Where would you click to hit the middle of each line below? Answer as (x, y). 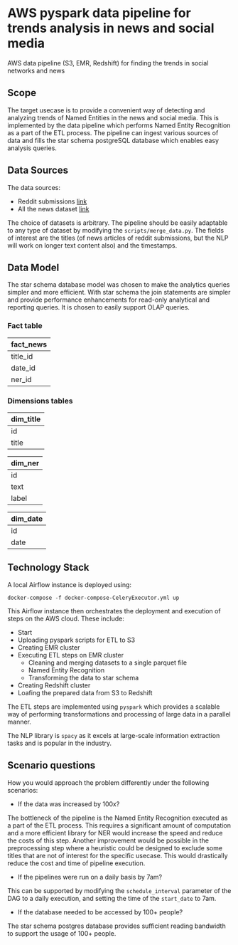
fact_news (29, 344)
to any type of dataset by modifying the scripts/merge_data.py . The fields (116, 230)
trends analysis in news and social (111, 28)
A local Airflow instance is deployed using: (70, 584)
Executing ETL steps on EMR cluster (71, 655)
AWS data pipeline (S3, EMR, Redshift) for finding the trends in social (108, 63)
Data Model (33, 267)
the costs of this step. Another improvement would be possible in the (108, 840)
